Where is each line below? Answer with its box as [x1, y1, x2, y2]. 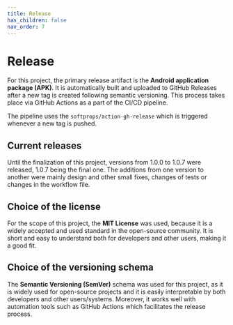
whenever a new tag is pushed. [7, 119, 97, 128]
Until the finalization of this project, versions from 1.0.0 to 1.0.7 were [7, 158, 202, 167]
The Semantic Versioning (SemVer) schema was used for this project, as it [7, 280, 224, 288]
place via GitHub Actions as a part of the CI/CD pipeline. [7, 98, 168, 107]
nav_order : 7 [7, 23, 45, 30]
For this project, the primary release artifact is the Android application [7, 76, 209, 84]
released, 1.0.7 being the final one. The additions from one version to [7, 165, 204, 174]
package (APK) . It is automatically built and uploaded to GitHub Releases [7, 84, 217, 92]
